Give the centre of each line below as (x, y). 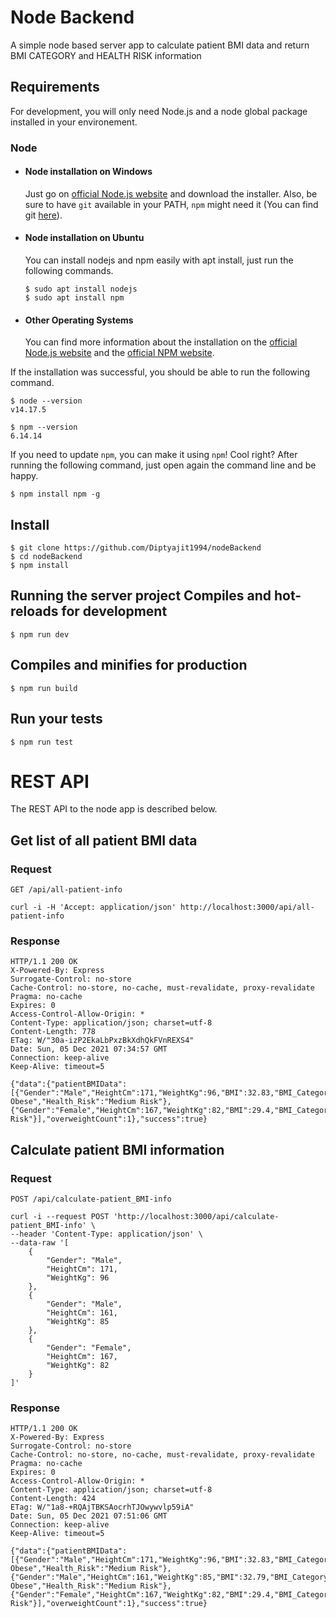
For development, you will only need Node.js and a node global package (159, 111)
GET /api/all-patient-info (66, 890)
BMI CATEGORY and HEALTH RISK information (106, 55)
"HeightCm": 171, (82, 1269)
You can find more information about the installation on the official (161, 342)
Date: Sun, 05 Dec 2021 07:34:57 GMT (89, 1049)
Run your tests (56, 719)
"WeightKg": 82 (78, 1366)
